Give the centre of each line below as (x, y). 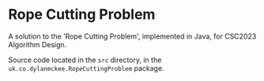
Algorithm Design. (38, 44)
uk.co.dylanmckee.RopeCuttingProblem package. (86, 68)
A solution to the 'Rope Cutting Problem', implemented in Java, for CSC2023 (132, 36)
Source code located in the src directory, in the (85, 60)
